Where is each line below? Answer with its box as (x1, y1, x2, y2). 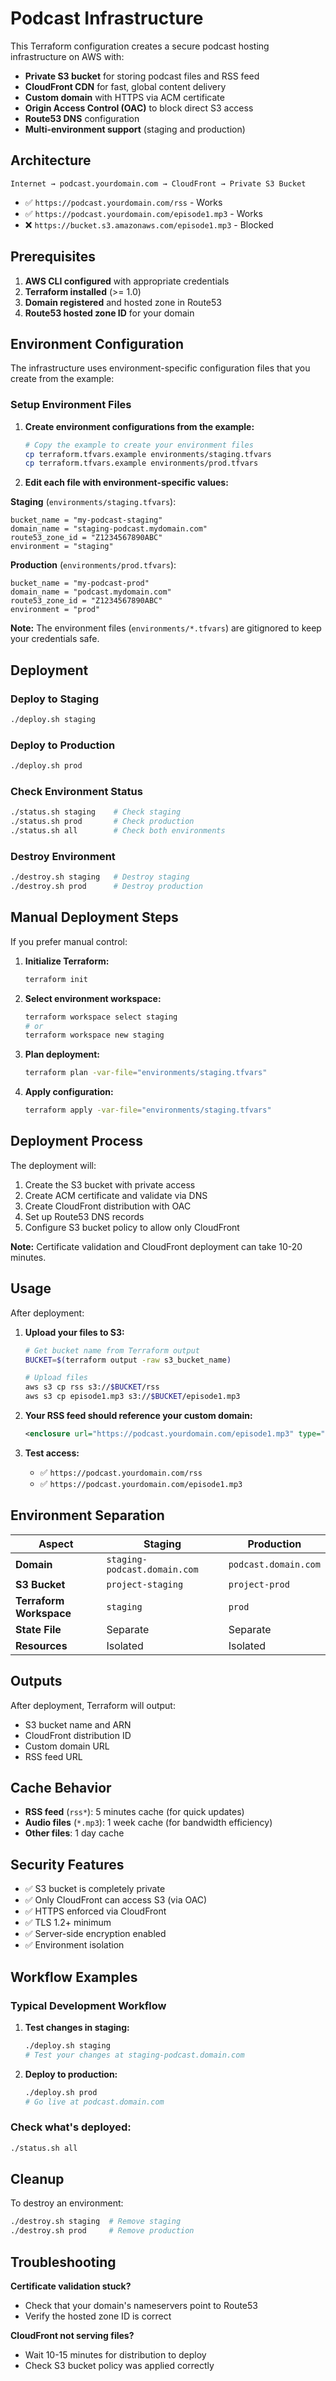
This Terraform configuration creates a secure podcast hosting (10, 40, 270, 52)
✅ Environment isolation (24, 1939, 125, 1951)
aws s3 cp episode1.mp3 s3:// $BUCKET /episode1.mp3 (24, 1392, 241, 1402)
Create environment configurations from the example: (24, 420, 255, 432)
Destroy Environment (10, 849, 116, 863)
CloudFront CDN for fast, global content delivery (24, 80, 227, 92)
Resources (15, 1638, 68, 1652)
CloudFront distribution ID (24, 1729, 132, 1741)
